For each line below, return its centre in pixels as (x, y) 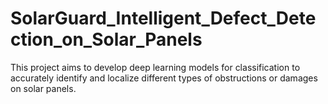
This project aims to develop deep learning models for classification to (155, 67)
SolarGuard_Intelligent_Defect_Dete (163, 18)
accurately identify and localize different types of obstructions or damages (164, 78)
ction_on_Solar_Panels (106, 39)
